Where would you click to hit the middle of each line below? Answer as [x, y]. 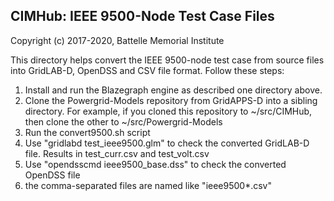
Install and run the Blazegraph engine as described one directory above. [173, 90]
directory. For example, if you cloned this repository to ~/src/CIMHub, [168, 111]
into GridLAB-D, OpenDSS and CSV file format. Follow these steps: [147, 70]
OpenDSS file [52, 175]
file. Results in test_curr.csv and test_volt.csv [117, 153]
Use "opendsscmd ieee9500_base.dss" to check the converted [155, 164]
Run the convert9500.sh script [87, 132]
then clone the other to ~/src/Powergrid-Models [123, 121]
